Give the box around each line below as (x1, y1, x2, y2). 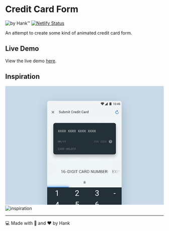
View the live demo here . (5, 58, 57, 64)
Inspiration (5, 72, 40, 81)
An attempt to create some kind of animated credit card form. (5, 30, 132, 36)
